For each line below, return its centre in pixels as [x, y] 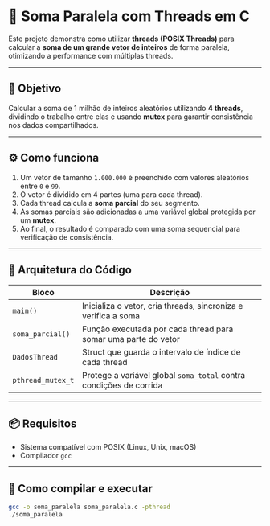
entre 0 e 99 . [40, 186]
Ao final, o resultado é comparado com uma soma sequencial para [130, 228]
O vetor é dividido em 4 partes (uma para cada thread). [111, 194]
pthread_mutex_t [43, 380]
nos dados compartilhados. [53, 125]
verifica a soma [111, 316]
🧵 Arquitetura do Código [70, 270]
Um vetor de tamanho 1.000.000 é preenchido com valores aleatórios [135, 177]
